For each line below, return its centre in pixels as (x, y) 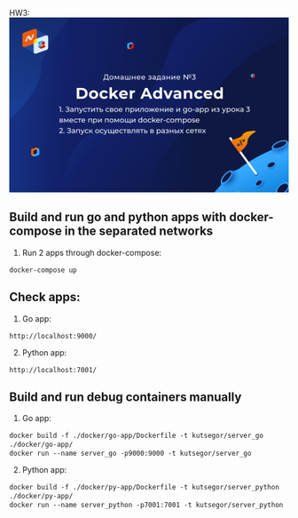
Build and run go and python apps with (118, 217)
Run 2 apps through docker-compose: (92, 252)
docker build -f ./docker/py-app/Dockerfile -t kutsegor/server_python (144, 488)
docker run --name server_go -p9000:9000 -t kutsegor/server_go (130, 454)
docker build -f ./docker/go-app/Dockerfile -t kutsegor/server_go (137, 436)
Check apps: (45, 297)
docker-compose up (43, 270)
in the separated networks (139, 231)
